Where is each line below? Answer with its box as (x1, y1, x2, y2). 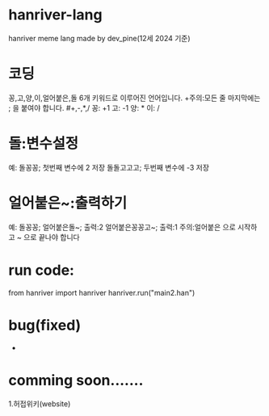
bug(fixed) (8, 316, 82, 334)
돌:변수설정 (8, 135, 79, 153)
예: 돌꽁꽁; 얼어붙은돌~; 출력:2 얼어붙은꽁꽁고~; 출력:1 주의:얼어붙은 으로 (8, 222, 236, 232)
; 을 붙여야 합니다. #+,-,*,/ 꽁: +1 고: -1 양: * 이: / (8, 103, 160, 112)
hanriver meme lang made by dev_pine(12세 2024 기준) (8, 33, 191, 43)
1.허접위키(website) (8, 398, 71, 409)
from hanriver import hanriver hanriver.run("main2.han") (8, 288, 195, 297)
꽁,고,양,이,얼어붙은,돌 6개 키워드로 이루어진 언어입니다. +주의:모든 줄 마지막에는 (8, 93, 261, 103)
